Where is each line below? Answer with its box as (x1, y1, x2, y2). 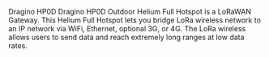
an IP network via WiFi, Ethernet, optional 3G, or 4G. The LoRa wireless (8, 24, 246, 33)
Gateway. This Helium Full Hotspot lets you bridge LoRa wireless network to (8, 15, 262, 25)
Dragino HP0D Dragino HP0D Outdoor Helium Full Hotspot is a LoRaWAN (8, 7, 251, 16)
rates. (8, 41, 28, 51)
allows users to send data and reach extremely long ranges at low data (8, 32, 245, 42)
